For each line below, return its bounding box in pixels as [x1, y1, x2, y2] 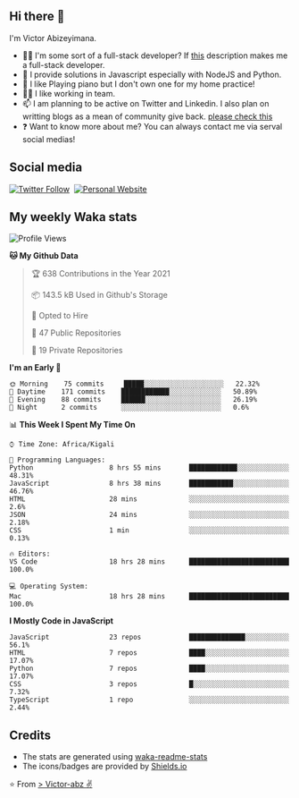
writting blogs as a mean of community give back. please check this [21, 111, 273, 122]
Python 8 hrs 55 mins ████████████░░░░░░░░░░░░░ [9, 463, 290, 472]
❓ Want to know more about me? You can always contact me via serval [21, 121, 283, 132]
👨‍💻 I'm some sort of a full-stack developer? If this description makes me [21, 50, 288, 61]
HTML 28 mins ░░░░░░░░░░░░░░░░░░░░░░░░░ [9, 495, 290, 504]
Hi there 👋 [9, 9, 65, 24]
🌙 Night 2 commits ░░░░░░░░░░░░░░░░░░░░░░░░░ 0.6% [9, 403, 250, 412]
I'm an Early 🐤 [9, 362, 62, 373]
